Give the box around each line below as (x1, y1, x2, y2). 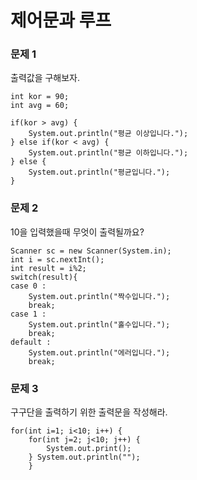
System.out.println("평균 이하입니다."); (28, 148, 189, 158)
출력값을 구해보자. (10, 72, 81, 84)
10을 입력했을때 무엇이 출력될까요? (10, 226, 145, 238)
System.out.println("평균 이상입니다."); (28, 129, 189, 139)
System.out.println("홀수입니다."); (28, 319, 171, 330)
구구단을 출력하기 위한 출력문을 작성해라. (10, 406, 168, 418)
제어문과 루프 (10, 9, 112, 32)
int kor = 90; (10, 92, 70, 102)
